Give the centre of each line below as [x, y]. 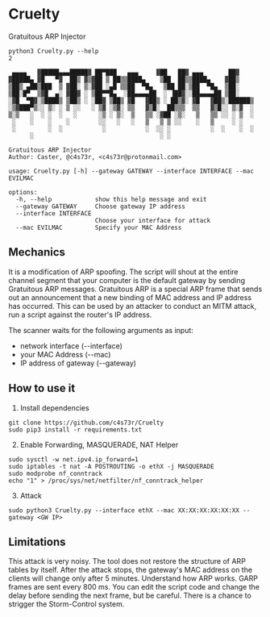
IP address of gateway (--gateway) [78, 363]
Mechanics [37, 252]
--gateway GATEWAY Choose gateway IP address [100, 206]
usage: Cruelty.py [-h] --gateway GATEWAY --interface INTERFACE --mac [131, 171]
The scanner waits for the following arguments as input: [101, 330]
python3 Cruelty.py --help [54, 51]
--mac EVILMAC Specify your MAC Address [99, 227]
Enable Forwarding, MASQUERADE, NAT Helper [99, 444]
